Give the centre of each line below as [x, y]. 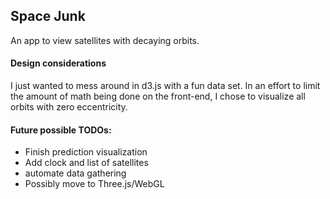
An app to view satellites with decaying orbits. [105, 40]
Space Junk [48, 16]
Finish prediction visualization [86, 152]
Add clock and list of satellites [86, 163]
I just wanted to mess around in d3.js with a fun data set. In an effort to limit [165, 86]
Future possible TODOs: [61, 130]
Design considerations [58, 63]
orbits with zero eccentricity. [69, 107]
